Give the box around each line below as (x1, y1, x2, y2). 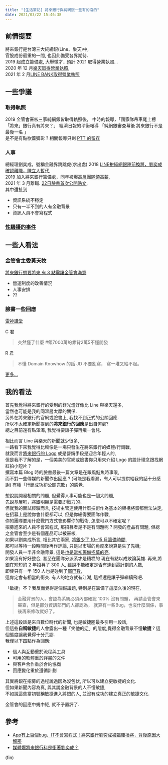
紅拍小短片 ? (5, 463, 31, 469)
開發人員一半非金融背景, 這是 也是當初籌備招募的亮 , (5, 549, 110, 555)
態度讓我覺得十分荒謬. (9, 632, 55, 638)
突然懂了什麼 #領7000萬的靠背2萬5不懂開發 (17, 339, 108, 345)
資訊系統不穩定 (12, 197, 44, 203)
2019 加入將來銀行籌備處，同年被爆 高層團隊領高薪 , (5, 174, 110, 180)
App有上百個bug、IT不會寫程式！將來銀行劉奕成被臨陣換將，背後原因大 (12, 732, 160, 738)
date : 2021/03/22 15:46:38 (5, 12, 62, 17)
